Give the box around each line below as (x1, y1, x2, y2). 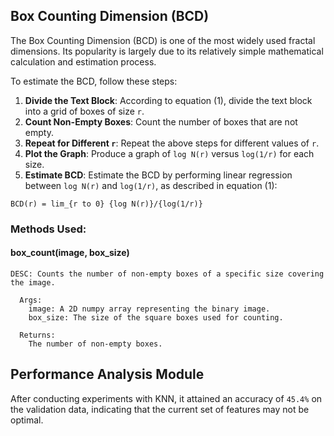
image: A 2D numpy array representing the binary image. (28, 304, 271, 314)
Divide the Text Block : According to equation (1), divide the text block (24, 94, 313, 106)
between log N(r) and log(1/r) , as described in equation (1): (24, 179, 278, 191)
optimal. (10, 414, 44, 426)
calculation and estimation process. (10, 55, 157, 68)
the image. (10, 277, 56, 288)
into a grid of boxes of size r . (24, 105, 145, 117)
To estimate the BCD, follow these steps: (10, 75, 178, 87)
